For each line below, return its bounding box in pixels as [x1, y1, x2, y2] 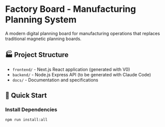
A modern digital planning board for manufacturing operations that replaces [5, 30, 160, 36]
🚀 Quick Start [5, 91, 47, 100]
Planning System [5, 14, 77, 25]
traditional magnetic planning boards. [5, 36, 82, 42]
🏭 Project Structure [5, 51, 69, 59]
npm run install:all [5, 118, 48, 123]
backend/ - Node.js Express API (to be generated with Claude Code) [12, 71, 152, 77]
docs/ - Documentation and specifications [12, 77, 98, 83]
